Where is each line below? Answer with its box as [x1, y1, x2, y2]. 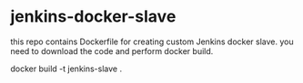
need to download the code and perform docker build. [10, 45, 214, 56]
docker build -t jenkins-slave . [10, 63, 122, 74]
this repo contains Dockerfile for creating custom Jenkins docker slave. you [10, 36, 294, 47]
